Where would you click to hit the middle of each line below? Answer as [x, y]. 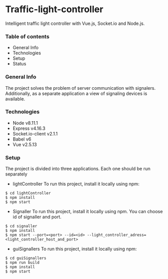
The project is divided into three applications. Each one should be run [78, 169]
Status [19, 64]
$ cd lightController [28, 193]
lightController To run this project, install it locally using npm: [76, 184]
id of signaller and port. [37, 217]
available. [15, 99]
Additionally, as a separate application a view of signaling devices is [76, 93]
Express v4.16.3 [29, 128]
